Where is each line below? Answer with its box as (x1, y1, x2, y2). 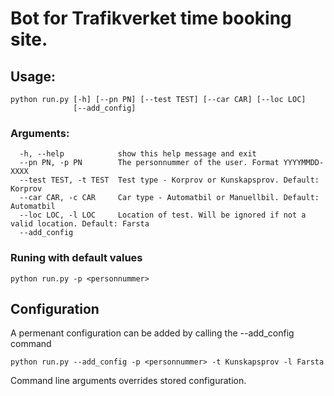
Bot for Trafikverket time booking (10, 7, 292, 30)
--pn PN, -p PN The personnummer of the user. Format (19, 158, 280, 168)
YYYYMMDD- (283, 158, 325, 168)
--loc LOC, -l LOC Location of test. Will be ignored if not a (19, 210, 307, 221)
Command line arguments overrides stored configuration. (10, 375, 247, 387)
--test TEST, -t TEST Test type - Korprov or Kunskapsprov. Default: (19, 175, 320, 186)
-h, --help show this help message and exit (19, 149, 257, 159)
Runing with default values (10, 251, 143, 265)
